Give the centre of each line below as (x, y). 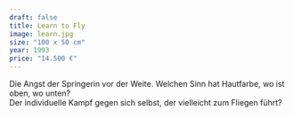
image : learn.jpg (41, 34)
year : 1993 (29, 51)
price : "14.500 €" (43, 58)
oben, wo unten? (40, 93)
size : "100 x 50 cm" (48, 42)
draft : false (33, 17)
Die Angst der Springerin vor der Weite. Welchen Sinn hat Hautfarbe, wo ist (147, 84)
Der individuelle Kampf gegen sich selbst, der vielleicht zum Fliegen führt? (146, 102)
